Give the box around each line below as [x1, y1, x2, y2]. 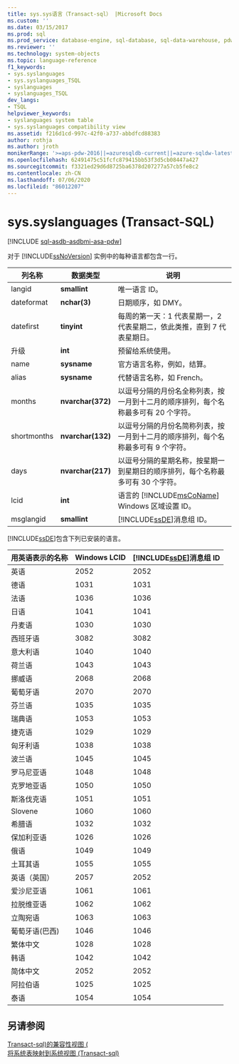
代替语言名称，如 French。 [117, 373, 208, 382]
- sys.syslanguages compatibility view [7, 123, 126, 131]
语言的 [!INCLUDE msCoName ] [117, 490, 220, 500]
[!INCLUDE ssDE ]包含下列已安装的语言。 [7, 534, 124, 543]
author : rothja [7, 136, 53, 143]
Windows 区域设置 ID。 [117, 501, 196, 511]
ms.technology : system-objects [7, 51, 100, 58]
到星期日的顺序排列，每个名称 [117, 467, 218, 477]
